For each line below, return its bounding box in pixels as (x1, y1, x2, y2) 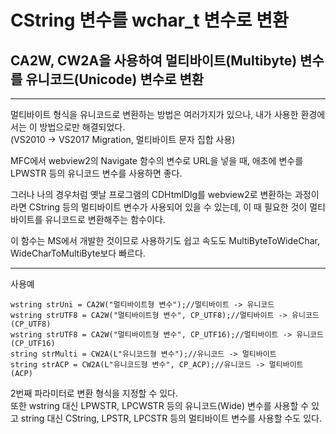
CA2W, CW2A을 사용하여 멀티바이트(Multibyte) (10, 52, 298, 69)
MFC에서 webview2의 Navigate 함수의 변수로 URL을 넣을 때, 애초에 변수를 (10, 155, 304, 166)
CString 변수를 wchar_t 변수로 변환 (10, 9, 289, 32)
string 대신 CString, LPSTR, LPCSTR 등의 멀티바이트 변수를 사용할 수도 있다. (20, 412, 322, 424)
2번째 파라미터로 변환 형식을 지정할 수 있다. (10, 387, 179, 399)
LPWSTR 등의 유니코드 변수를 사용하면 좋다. (10, 167, 183, 179)
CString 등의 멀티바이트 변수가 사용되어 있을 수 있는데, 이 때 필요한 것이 (28, 201, 308, 213)
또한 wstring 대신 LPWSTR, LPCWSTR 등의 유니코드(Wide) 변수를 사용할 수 (10, 400, 310, 411)
